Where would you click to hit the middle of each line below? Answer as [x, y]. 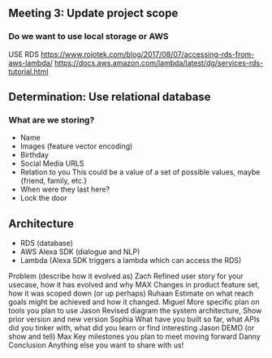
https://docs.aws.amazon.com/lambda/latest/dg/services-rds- [159, 63]
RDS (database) [46, 244]
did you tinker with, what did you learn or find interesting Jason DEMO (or [132, 328]
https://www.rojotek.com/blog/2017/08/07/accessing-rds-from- [147, 54]
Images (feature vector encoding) [76, 146]
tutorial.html [28, 71]
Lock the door [43, 198]
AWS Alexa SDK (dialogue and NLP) [80, 252]
